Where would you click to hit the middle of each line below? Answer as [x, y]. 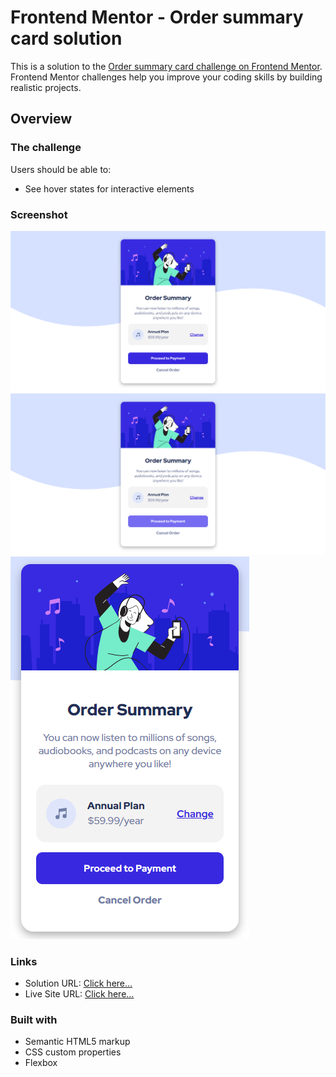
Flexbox [41, 1063]
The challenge [46, 148]
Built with [34, 1019]
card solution [66, 38]
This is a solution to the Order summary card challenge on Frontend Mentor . [166, 66]
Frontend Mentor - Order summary [157, 17]
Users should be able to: [61, 169]
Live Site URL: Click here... [79, 994]
